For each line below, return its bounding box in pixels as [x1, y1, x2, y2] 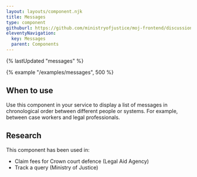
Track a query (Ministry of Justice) [14, 164, 98, 171]
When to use [6, 86, 54, 96]
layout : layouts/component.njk [6, 8, 83, 15]
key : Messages [11, 36, 46, 42]
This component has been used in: [6, 146, 90, 153]
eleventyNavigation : [6, 30, 57, 36]
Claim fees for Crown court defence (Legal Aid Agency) [14, 158, 150, 165]
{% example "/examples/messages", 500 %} [6, 69, 114, 76]
